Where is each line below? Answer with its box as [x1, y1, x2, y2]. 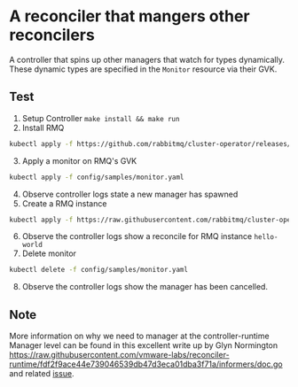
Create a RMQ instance [21, 197, 107, 209]
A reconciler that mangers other [9, 6, 250, 27]
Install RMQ [21, 122, 65, 133]
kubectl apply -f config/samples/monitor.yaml [9, 173, 184, 182]
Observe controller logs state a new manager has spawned [21, 189, 239, 199]
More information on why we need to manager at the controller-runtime [9, 330, 270, 342]
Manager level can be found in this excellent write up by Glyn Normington [9, 340, 278, 351]
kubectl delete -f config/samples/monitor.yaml [9, 266, 189, 275]
